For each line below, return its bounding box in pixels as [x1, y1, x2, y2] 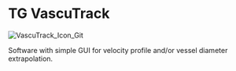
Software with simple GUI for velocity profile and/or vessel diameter [8, 45, 228, 55]
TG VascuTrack [8, 5, 110, 23]
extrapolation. [8, 54, 53, 63]
